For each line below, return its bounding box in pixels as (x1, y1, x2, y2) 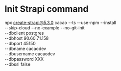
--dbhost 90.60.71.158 (4, 35, 49, 41)
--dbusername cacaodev (4, 50, 55, 57)
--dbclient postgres (4, 30, 44, 36)
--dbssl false (4, 61, 30, 67)
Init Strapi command (4, 3, 89, 15)
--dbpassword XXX (4, 56, 44, 62)
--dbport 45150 (4, 40, 36, 46)
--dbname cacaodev (4, 46, 47, 51)
